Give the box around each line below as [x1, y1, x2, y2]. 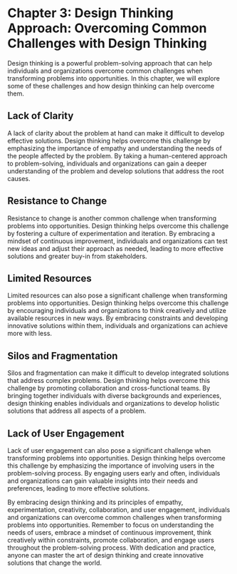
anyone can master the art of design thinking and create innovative [7, 551, 204, 559]
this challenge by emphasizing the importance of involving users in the [7, 461, 215, 470]
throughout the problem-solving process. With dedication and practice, [7, 543, 216, 552]
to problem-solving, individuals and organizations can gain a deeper [7, 159, 207, 168]
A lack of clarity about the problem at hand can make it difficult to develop [7, 128, 225, 137]
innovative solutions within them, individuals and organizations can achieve [7, 322, 228, 330]
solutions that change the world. [7, 558, 102, 567]
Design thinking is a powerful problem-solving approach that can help [7, 58, 212, 67]
